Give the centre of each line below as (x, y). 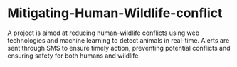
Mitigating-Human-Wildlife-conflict (115, 13)
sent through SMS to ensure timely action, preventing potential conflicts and (119, 48)
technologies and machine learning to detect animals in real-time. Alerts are (118, 40)
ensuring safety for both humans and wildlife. (74, 56)
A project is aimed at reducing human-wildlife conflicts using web (104, 33)
